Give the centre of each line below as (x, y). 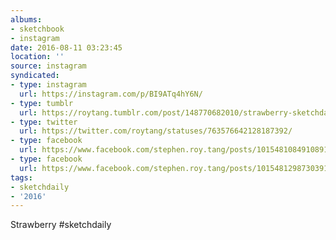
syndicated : (35, 76)
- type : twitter (44, 122)
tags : (21, 177)
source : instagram (48, 66)
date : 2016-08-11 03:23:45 (66, 47)
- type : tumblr (42, 103)
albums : (26, 19)
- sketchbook (37, 29)
